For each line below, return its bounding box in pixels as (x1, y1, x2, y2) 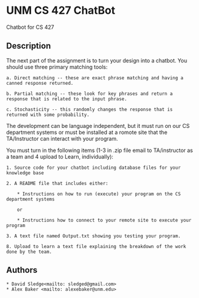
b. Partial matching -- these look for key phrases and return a (6, 91, 173, 97)
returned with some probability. (6, 112, 90, 118)
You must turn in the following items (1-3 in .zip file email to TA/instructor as (6, 147, 193, 154)
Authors (6, 265, 38, 275)
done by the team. (6, 249, 52, 255)
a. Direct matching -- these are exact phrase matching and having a (6, 74, 184, 81)
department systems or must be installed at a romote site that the (6, 129, 168, 136)
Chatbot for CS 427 (6, 23, 55, 31)
